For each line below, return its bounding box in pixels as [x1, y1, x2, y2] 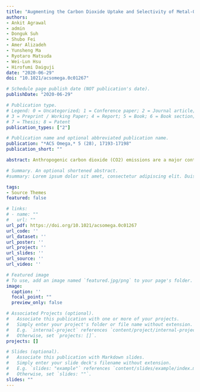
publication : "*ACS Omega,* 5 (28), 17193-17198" [6, 141, 132, 147]
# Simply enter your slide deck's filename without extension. [6, 360, 171, 366]
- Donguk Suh [6, 31, 39, 37]
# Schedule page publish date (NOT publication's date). [6, 86, 151, 92]
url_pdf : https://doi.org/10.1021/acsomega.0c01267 [6, 222, 137, 228]
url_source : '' [6, 256, 44, 262]
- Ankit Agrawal [6, 20, 46, 26]
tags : [6, 184, 20, 190]
